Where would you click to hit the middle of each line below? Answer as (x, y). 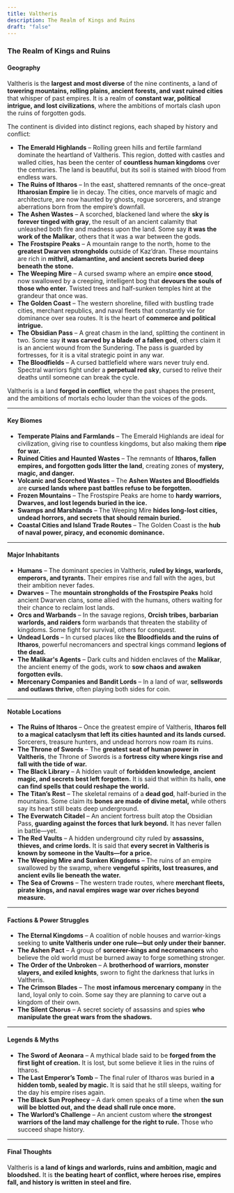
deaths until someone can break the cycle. (78, 377)
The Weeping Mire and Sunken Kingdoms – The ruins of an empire (114, 861)
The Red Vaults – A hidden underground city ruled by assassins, (110, 839)
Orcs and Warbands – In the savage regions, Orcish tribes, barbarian (118, 615)
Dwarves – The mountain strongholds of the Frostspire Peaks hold (115, 592)
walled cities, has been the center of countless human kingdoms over (119, 162)
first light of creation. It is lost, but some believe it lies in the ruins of (116, 1063)
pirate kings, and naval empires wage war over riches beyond (108, 890)
